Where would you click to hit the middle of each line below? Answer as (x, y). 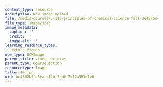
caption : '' (22, 32)
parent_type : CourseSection (33, 63)
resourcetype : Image (26, 68)
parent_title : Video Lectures (36, 59)
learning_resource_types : (31, 45)
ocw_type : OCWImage (25, 54)
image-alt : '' (24, 41)
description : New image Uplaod (37, 14)
